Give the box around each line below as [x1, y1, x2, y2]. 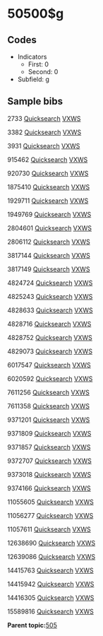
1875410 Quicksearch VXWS [7, 182, 90, 191]
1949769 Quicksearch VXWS [7, 210, 92, 218]
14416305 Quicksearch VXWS [7, 593, 95, 602]
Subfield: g [17, 75, 49, 83]
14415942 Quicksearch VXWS [7, 579, 95, 588]
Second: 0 [28, 68, 59, 76]
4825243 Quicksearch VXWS [7, 292, 93, 300]
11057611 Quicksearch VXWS [7, 525, 92, 534]
